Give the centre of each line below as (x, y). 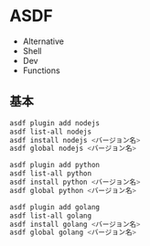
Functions (42, 70)
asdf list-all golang (51, 216)
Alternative (43, 41)
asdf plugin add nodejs (55, 123)
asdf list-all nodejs (51, 132)
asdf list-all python (51, 174)
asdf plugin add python (55, 166)
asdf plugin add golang (55, 207)
